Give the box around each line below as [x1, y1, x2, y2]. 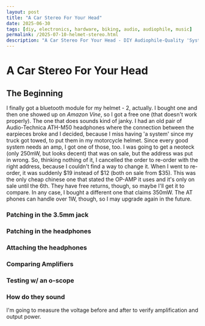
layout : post [6, 9, 40, 15]
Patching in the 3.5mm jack [6, 210, 89, 219]
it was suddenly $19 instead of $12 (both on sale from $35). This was [22, 169, 196, 176]
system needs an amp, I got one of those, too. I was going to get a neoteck [6, 143, 195, 150]
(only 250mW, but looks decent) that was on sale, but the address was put [6, 150, 193, 157]
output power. [6, 313, 41, 320]
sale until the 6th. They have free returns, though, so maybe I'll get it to [6, 182, 185, 190]
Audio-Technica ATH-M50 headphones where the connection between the [6, 124, 194, 131]
